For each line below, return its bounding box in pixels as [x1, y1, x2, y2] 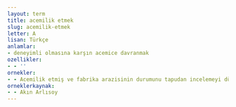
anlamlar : [7, 43, 37, 50]
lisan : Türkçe [7, 37, 49, 44]
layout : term [7, 10, 46, 18]
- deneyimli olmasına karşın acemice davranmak [7, 50, 150, 57]
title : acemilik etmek [7, 17, 74, 24]
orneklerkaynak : [7, 82, 55, 89]
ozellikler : [7, 56, 42, 63]
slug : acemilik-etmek [7, 23, 71, 30]
